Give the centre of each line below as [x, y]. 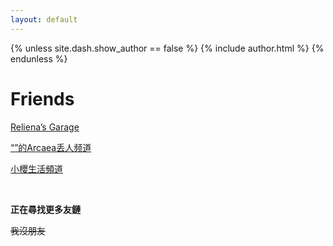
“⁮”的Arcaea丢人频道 [51, 147]
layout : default [44, 19]
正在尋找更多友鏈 [45, 209]
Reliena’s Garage [45, 127]
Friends [42, 98]
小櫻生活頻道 [36, 168]
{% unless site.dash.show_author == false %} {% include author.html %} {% [167, 48]
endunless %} [39, 58]
